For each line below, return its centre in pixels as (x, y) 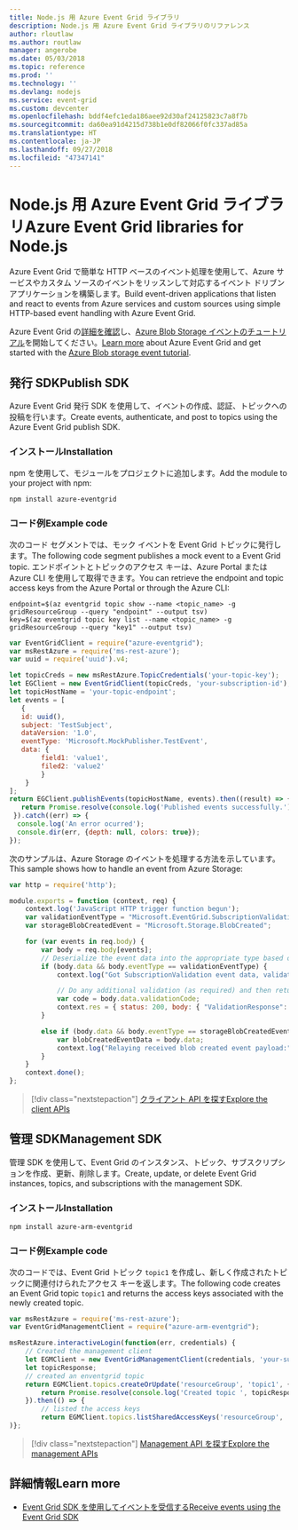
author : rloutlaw (41, 34)
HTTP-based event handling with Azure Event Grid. (103, 313)
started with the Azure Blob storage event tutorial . (100, 353)
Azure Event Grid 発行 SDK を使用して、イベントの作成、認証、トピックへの (148, 406)
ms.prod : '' (31, 75)
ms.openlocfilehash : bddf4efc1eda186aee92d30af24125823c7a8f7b (129, 116)
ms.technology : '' (43, 83)
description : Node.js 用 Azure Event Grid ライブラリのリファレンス (129, 26)
